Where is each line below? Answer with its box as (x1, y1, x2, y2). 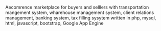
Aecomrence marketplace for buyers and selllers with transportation (5, 4, 149, 10)
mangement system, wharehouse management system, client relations (5, 9, 154, 15)
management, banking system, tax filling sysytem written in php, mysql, (5, 15, 156, 20)
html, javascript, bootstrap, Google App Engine (5, 20, 104, 26)
